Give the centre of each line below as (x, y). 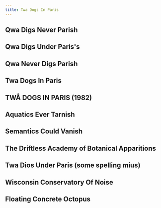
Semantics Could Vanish (44, 132)
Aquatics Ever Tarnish (40, 114)
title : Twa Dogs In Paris (32, 10)
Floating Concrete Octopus (48, 199)
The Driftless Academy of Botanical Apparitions (81, 148)
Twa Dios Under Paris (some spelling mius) (73, 165)
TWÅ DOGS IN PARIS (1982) (49, 98)
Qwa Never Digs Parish (41, 63)
